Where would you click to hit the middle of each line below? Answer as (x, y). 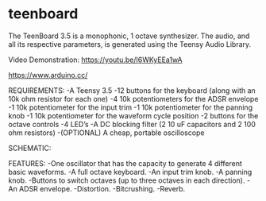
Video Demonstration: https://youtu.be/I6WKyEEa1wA (95, 60)
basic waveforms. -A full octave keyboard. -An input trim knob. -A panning (130, 172)
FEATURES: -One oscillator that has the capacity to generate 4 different (125, 163)
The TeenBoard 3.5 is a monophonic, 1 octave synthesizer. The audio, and (129, 36)
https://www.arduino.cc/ (48, 75)
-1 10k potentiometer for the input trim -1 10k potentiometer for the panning (130, 107)
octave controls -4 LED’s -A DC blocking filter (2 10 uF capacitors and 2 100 (132, 124)
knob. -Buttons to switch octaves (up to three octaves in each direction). (127, 180)
